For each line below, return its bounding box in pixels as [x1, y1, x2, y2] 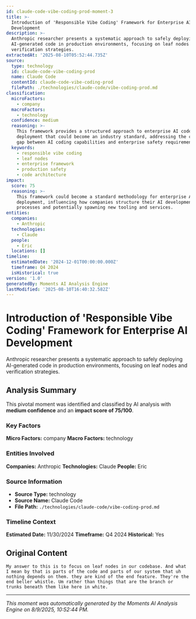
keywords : [11, 145, 35, 151]
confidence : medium [11, 118, 59, 124]
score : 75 [11, 183, 35, 189]
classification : [6, 90, 45, 96]
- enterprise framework [16, 161, 75, 167]
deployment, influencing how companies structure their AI [16, 199, 163, 205]
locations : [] [11, 248, 45, 254]
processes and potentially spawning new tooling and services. [16, 204, 174, 211]
